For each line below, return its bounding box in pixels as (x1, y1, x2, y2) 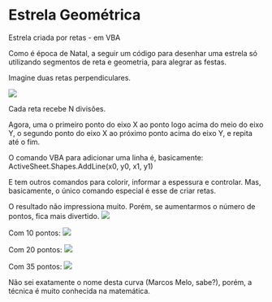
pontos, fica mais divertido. (8, 211, 100, 221)
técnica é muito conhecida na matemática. (8, 286, 150, 295)
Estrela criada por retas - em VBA (8, 33, 121, 42)
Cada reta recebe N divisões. (8, 103, 106, 113)
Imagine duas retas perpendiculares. (8, 72, 132, 82)
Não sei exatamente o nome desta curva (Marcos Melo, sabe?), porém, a (8, 277, 253, 287)
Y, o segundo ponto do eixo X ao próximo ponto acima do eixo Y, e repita (8, 128, 253, 138)
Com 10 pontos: (8, 228, 61, 238)
